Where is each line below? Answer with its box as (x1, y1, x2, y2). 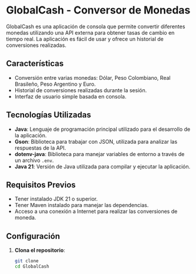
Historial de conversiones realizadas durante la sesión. (14, 86, 147, 94)
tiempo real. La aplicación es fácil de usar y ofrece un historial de (6, 35, 164, 42)
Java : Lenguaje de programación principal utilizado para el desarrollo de (14, 126, 191, 133)
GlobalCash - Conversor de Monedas (6, 4, 191, 17)
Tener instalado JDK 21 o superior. (14, 195, 98, 202)
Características (6, 59, 64, 69)
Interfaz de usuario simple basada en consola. (14, 93, 127, 100)
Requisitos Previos (6, 180, 76, 190)
